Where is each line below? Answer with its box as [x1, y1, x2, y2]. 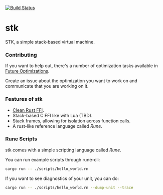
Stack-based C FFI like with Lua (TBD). [12, 112, 93, 118]
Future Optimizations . [5, 68, 50, 74]
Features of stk [5, 96, 43, 103]
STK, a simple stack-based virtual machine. [5, 39, 95, 45]
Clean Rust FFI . [12, 107, 44, 113]
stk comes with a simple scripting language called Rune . [5, 147, 121, 153]
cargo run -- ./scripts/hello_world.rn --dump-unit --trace [5, 185, 134, 190]
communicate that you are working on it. [5, 83, 89, 89]
